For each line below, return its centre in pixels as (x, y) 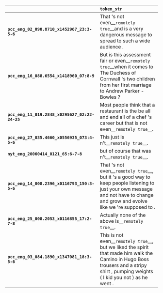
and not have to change (127, 195)
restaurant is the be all (125, 111)
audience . (112, 47)
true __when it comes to (127, 67)
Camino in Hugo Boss (124, 259)
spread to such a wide (125, 41)
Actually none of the (123, 215)
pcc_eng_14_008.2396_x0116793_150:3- (51, 184)
